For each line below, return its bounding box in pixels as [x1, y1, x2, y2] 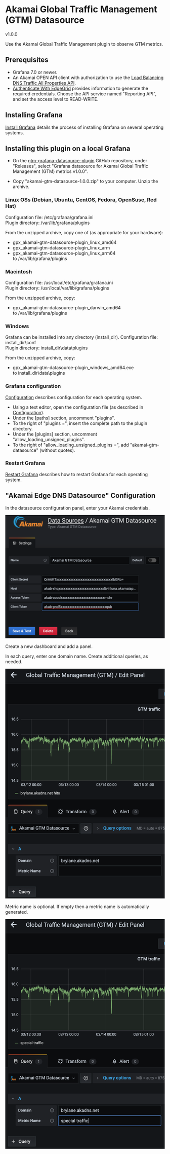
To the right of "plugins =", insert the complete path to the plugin [12, 420, 148, 426]
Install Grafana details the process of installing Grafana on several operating [5, 124, 164, 130]
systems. [5, 129, 24, 135]
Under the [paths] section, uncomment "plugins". [12, 415, 115, 421]
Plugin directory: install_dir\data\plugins [5, 345, 88, 351]
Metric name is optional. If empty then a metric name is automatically [5, 904, 149, 910]
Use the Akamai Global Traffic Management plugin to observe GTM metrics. [5, 41, 163, 47]
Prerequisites [5, 56, 49, 64]
